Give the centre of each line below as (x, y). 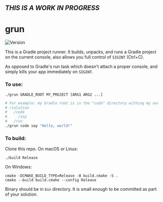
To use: (14, 84)
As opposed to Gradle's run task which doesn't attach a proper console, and (81, 67)
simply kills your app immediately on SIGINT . (49, 72)
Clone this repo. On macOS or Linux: (41, 149)
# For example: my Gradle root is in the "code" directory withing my (78, 103)
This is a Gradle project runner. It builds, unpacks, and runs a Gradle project (81, 52)
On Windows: (18, 167)
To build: (16, 138)
